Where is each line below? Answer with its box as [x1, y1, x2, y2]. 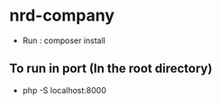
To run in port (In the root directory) [9, 61, 213, 76]
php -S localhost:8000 [22, 84, 106, 95]
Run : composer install [22, 35, 106, 46]
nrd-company [9, 5, 115, 26]
